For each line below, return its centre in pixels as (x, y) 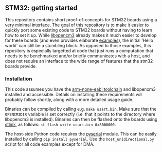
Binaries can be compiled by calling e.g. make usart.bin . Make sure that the (81, 109)
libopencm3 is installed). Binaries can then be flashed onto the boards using (81, 119)
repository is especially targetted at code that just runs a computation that (79, 51)
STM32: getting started (41, 8)
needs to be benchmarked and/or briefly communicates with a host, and (77, 56)
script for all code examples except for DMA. (50, 144)
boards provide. (21, 66)
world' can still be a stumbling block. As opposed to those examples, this (78, 45)
